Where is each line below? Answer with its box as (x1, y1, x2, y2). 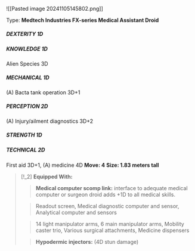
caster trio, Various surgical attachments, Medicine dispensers (35, 227, 190, 234)
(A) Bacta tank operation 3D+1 (6, 89, 81, 96)
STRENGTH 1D (6, 131, 43, 138)
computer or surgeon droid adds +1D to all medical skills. (35, 191, 176, 198)
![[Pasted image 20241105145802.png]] (6, 5, 103, 12)
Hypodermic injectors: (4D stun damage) (35, 238, 139, 245)
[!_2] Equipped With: (20, 173, 73, 180)
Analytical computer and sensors (35, 209, 117, 216)
